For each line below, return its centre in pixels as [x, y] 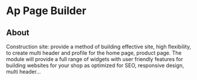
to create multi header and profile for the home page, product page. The [94, 53]
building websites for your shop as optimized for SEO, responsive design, [95, 65]
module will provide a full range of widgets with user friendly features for [95, 59]
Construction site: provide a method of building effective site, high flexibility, [99, 46]
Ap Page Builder [46, 11]
